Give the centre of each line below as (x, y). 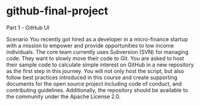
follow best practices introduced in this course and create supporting (92, 77)
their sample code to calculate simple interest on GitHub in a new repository (100, 65)
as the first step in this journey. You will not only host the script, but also (95, 71)
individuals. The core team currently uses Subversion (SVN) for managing (98, 52)
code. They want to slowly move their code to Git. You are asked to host (95, 58)
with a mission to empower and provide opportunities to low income (90, 46)
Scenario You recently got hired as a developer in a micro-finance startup (97, 39)
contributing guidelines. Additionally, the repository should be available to (97, 90)
